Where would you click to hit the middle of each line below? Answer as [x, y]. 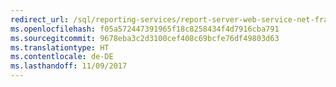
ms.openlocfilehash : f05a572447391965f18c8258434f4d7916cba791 [145, 29]
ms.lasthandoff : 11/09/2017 [69, 66]
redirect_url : [40, 19]
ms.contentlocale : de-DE [62, 57]
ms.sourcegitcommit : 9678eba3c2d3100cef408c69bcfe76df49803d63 [145, 38]
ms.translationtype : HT [60, 47]
